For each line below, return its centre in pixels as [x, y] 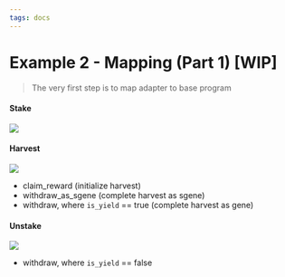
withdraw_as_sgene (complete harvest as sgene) [114, 195]
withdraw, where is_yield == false [87, 263]
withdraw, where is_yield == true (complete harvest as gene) [138, 205]
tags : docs [30, 18]
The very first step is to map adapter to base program [132, 88]
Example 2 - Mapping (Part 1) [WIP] [143, 62]
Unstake [26, 225]
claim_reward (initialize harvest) [82, 186]
